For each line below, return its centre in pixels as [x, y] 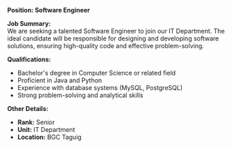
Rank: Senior [36, 122]
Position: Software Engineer [49, 10]
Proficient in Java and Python [60, 80]
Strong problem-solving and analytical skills [80, 95]
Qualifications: [29, 59]
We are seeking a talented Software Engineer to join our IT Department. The [116, 31]
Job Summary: [29, 23]
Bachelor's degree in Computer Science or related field [96, 73]
